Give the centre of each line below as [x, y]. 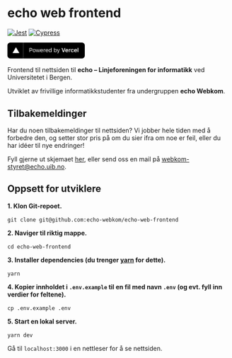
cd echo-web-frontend [39, 247]
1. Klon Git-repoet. [35, 206]
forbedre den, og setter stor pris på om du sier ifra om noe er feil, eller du [114, 138]
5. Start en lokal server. [42, 321]
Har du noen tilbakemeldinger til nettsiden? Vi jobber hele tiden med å [109, 131]
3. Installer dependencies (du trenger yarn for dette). [87, 260]
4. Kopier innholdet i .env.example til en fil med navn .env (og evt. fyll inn [115, 287]
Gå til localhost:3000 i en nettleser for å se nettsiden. [85, 348]
